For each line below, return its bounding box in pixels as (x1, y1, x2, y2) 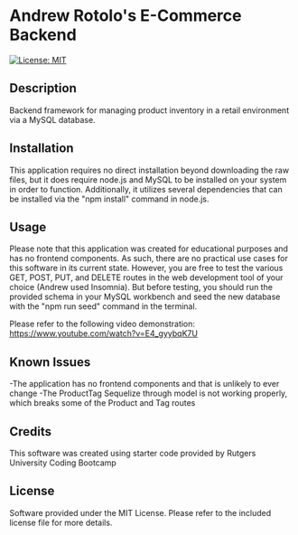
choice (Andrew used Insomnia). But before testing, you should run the (9, 282, 274, 293)
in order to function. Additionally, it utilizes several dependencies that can (9, 183, 283, 194)
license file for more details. (9, 517, 113, 528)
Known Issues (9, 354, 91, 370)
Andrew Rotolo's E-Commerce (9, 5, 242, 26)
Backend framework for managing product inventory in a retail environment (9, 105, 290, 116)
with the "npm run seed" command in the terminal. (9, 301, 198, 312)
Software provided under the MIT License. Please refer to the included (9, 507, 272, 518)
